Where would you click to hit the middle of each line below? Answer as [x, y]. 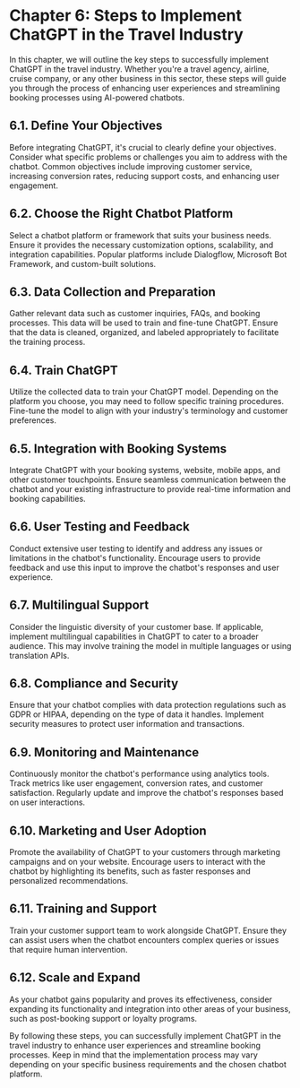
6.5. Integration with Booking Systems [118, 449]
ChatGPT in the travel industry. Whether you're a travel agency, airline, [139, 69]
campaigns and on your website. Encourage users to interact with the [137, 862]
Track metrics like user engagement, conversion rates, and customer [137, 783]
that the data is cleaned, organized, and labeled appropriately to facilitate [144, 332]
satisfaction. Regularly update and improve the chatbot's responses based [146, 793]
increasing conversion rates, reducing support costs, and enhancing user [145, 176]
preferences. [33, 420]
